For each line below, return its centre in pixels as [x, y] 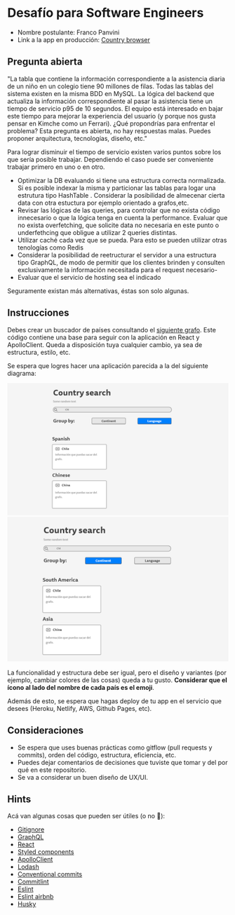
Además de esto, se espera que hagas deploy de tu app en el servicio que [115, 701]
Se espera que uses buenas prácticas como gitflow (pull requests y [115, 747]
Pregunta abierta [45, 62]
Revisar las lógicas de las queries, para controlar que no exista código [119, 210]
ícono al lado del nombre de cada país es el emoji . [81, 687]
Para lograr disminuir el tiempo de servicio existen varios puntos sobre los [114, 151]
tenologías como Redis [51, 248]
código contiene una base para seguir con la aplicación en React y [103, 337]
